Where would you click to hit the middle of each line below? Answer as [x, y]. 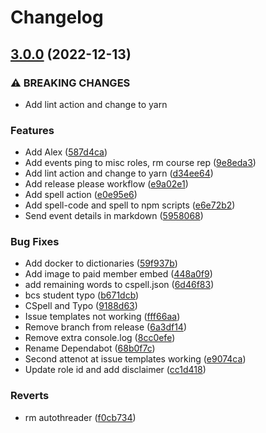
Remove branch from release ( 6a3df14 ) [105, 327]
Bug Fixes [35, 242]
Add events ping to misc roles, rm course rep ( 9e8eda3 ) [140, 163]
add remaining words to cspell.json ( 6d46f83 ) [119, 285]
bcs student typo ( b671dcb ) [82, 295]
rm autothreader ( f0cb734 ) [80, 417]
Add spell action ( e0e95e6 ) [81, 195]
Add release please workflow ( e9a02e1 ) [106, 184]
